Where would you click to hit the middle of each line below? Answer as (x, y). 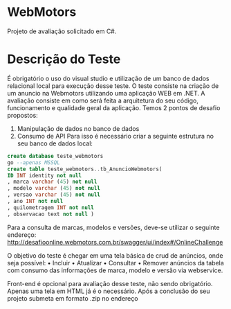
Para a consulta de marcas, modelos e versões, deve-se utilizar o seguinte (113, 227)
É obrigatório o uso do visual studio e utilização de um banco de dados (108, 78)
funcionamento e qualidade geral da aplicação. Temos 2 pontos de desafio (114, 107)
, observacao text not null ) (51, 214)
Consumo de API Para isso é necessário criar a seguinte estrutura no (115, 136)
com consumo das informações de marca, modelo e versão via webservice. (115, 270)
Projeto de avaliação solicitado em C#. (62, 31)
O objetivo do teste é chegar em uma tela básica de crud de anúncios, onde (115, 255)
